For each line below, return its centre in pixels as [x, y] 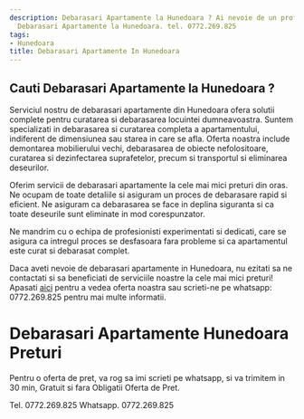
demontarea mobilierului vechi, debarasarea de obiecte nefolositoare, [139, 148]
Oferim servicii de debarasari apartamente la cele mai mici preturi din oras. [149, 185]
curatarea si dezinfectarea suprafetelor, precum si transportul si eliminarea [148, 157]
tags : [19, 34]
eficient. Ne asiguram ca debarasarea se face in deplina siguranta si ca [142, 204]
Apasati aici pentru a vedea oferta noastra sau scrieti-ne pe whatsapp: [141, 287]
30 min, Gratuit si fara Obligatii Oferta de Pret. [95, 387]
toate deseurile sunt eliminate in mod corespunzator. [107, 214]
